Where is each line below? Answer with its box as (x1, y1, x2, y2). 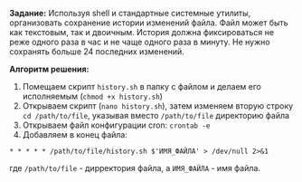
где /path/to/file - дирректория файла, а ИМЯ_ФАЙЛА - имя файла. (9, 163, 260, 173)
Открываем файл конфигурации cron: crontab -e (22, 120, 211, 130)
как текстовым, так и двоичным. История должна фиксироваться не (9, 27, 274, 37)
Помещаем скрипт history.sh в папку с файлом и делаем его (22, 81, 262, 91)
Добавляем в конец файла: (22, 129, 128, 139)
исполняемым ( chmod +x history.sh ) (22, 91, 163, 101)
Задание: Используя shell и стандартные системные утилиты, (9, 8, 251, 18)
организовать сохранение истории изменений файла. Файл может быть (9, 17, 288, 28)
